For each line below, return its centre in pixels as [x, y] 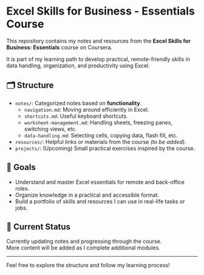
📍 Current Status [39, 227]
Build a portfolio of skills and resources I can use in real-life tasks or [100, 201]
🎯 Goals [21, 167]
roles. [22, 188]
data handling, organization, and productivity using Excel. [78, 66]
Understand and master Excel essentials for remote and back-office [100, 182]
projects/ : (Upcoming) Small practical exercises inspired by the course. [105, 148]
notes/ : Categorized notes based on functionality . [78, 103]
